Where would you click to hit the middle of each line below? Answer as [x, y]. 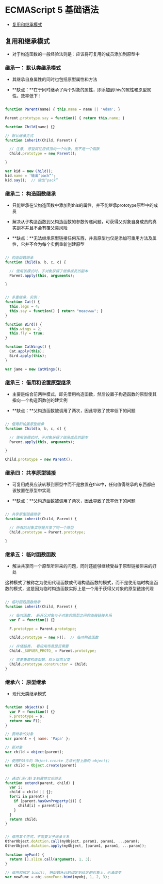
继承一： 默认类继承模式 [33, 68]
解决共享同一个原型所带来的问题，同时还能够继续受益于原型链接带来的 [82, 566]
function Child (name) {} [30, 127]
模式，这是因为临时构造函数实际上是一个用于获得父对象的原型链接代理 [83, 589]
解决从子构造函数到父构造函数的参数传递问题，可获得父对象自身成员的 [82, 221]
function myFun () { [25, 855]
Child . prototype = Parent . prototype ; [48, 532]
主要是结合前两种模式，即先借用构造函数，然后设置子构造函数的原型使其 [84, 394]
